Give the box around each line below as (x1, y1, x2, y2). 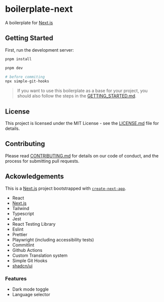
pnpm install (5, 57, 32, 61)
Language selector (12, 291, 51, 297)
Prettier (12, 231, 27, 237)
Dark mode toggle (12, 286, 49, 292)
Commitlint (12, 242, 34, 248)
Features (5, 275, 27, 282)
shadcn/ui (12, 263, 33, 269)
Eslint (12, 226, 24, 232)
